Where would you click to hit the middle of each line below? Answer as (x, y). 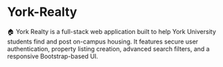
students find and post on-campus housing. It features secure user (103, 41)
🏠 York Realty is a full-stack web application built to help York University (112, 31)
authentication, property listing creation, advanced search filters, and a (108, 48)
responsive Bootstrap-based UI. (53, 56)
